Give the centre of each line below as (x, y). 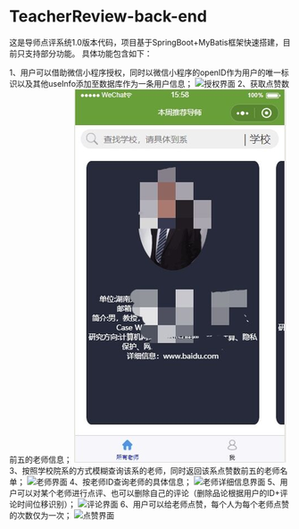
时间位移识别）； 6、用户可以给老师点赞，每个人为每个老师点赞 (153, 504)
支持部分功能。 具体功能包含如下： (88, 53)
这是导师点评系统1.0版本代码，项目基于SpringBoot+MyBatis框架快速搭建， (146, 42)
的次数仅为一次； (41, 515)
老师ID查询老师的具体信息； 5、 (185, 482)
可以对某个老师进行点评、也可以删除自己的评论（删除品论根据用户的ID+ (149, 492)
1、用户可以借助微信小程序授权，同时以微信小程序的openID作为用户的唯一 (145, 72)
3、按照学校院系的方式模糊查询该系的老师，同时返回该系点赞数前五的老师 (145, 470)
